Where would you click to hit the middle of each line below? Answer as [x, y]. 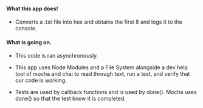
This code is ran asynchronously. [57, 56]
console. [26, 29]
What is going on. [29, 42]
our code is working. [41, 80]
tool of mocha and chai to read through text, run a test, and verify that [102, 74]
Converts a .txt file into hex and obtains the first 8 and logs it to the [99, 22]
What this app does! [33, 8]
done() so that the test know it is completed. [70, 99]
